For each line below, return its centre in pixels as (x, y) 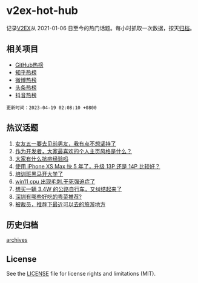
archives (17, 240)
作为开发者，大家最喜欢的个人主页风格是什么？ (73, 151)
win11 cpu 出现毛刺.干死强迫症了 (55, 181)
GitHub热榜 (29, 65)
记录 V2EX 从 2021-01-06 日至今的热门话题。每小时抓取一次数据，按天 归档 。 (101, 28)
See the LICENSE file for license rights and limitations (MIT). (81, 274)
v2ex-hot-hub (42, 11)
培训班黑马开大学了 (39, 174)
